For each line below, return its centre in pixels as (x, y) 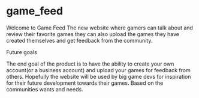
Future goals (22, 52)
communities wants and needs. (45, 89)
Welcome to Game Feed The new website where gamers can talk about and (100, 28)
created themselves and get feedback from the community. (79, 40)
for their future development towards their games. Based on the (85, 83)
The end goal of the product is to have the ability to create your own (90, 64)
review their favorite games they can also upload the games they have (93, 34)
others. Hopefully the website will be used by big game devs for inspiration (99, 76)
